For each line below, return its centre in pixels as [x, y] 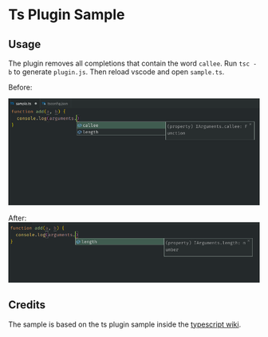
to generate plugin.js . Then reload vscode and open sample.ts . [119, 72]
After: [18, 218]
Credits [27, 305]
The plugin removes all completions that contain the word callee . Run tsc [129, 63]
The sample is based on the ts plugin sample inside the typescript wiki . [125, 324]
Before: [20, 87]
